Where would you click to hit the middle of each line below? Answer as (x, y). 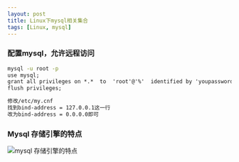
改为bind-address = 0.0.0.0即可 (53, 114)
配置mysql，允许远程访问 (51, 53)
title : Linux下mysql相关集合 (48, 21)
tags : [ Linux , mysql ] (39, 27)
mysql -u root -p (33, 68)
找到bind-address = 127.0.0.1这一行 (59, 108)
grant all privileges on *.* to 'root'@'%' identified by (100, 82)
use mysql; (23, 75)
